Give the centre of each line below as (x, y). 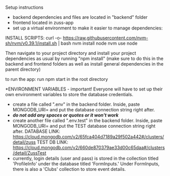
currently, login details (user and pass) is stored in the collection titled (86, 158)
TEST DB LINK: (53, 142)
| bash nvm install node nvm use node (98, 43)
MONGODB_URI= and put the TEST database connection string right (84, 126)
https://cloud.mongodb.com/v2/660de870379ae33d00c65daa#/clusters (89, 148)
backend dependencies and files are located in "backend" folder (80, 17)
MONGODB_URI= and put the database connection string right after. (84, 110)
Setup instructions (24, 7)
